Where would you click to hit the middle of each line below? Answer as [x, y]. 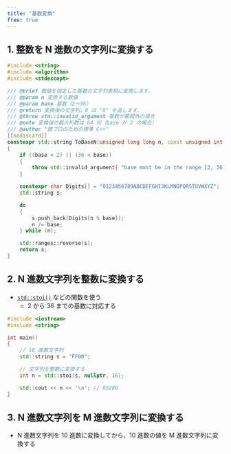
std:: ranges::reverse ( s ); [57, 244]
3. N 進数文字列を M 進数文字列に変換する [96, 417]
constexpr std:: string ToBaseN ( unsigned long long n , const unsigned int [115, 142]
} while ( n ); [38, 231]
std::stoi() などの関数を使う [59, 297]
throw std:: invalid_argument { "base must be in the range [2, [123, 168]
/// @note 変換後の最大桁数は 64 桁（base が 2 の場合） [82, 123]
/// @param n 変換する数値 [43, 97]
